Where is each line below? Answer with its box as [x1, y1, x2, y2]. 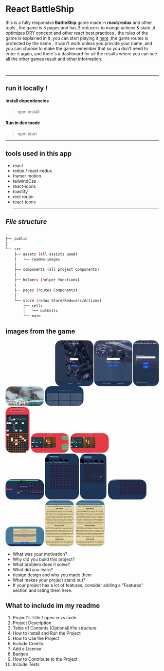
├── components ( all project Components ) [14, 267, 99, 272]
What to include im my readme [5, 602, 100, 610]
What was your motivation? [12, 551, 68, 557]
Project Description [12, 620, 52, 626]
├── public [5, 236, 28, 241]
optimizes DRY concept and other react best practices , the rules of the [5, 30, 148, 36]
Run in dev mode [5, 120, 40, 126]
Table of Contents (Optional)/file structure [12, 625, 97, 631]
